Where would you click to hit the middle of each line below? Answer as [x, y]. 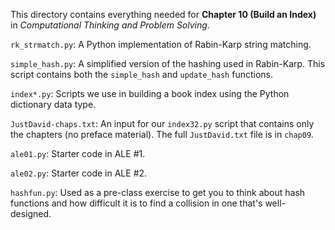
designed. [31, 213]
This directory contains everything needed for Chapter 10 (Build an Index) [163, 14]
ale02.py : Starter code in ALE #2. [79, 173]
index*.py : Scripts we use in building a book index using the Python [150, 93]
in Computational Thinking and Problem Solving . [110, 25]
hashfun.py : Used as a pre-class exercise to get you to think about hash [158, 192]
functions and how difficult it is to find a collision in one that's [136, 203]
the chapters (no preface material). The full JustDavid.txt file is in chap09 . [162, 134]
